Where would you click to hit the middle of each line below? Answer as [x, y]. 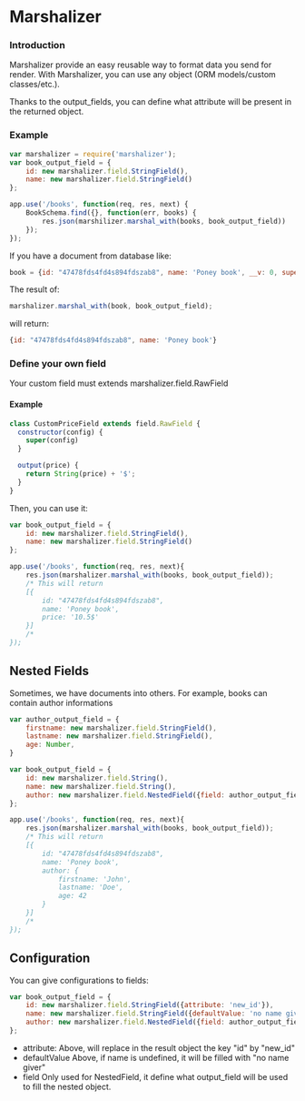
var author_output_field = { [64, 719]
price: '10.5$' [71, 617]
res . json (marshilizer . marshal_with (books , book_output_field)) [164, 221]
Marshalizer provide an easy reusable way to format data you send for [141, 65]
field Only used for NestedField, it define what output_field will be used [155, 1076]
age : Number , [50, 745]
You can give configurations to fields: [79, 980]
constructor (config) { [60, 432]
